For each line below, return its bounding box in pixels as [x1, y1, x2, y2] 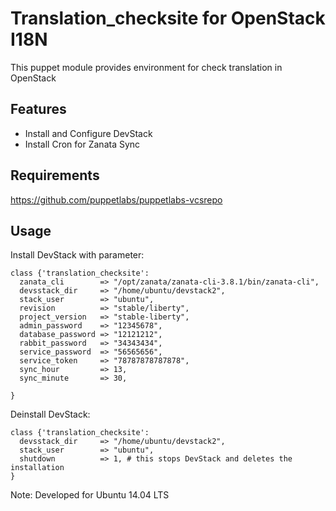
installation [10, 463, 65, 473]
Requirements [10, 167, 100, 184]
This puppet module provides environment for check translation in [10, 61, 283, 73]
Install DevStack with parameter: [10, 249, 145, 261]
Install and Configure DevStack [24, 127, 153, 139]
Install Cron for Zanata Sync [24, 138, 141, 150]
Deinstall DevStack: [10, 408, 91, 421]
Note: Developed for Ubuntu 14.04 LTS [10, 489, 170, 501]
